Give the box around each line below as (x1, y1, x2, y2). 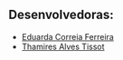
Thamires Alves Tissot (21, 41, 105, 52)
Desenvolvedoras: (8, 7, 114, 23)
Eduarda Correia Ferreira (21, 31, 114, 42)
